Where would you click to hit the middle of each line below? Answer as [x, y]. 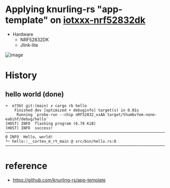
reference [26, 166]
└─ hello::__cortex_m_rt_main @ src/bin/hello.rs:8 [61, 141]
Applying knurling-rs [50, 9]
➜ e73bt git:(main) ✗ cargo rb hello [46, 106]
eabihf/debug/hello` [27, 119]
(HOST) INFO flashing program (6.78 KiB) [51, 123]
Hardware [23, 34]
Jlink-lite [29, 45]
